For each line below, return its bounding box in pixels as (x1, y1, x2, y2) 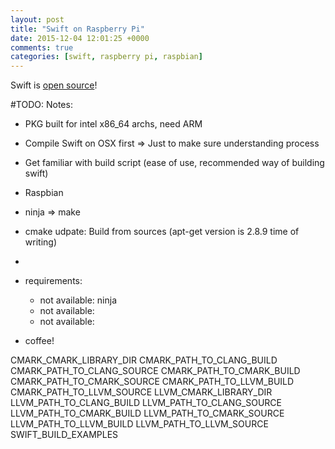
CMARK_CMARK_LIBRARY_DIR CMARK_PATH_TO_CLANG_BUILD (10, 354, 278, 366)
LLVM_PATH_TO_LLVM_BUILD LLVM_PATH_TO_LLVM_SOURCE (10, 418, 269, 430)
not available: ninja (39, 294, 118, 306)
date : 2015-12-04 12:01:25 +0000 (10, 33, 150, 43)
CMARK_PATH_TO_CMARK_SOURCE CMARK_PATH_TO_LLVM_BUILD (10, 376, 295, 388)
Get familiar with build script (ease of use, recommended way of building (24, 157, 325, 169)
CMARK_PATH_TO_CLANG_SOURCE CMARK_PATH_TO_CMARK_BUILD (10, 365, 301, 377)
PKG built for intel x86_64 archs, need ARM (24, 118, 203, 130)
